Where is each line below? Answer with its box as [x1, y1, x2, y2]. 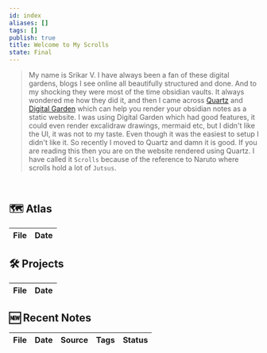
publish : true [9, 33, 56, 42]
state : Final [9, 48, 52, 56]
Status [122, 335, 149, 346]
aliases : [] [9, 19, 48, 27]
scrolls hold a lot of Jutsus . [28, 163, 117, 172]
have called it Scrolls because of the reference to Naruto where [28, 155, 239, 163]
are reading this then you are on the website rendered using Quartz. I [28, 146, 255, 155]
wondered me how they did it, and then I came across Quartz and [28, 96, 243, 105]
